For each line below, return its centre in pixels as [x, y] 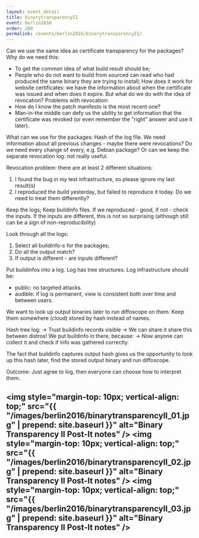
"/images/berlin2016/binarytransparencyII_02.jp [99, 462]
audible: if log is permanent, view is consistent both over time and [95, 294]
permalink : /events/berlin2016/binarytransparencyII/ [74, 34]
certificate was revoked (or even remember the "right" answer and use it [104, 119]
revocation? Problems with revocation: [61, 100]
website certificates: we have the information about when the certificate [103, 88]
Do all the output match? [45, 252]
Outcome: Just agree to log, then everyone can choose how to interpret [94, 372]
